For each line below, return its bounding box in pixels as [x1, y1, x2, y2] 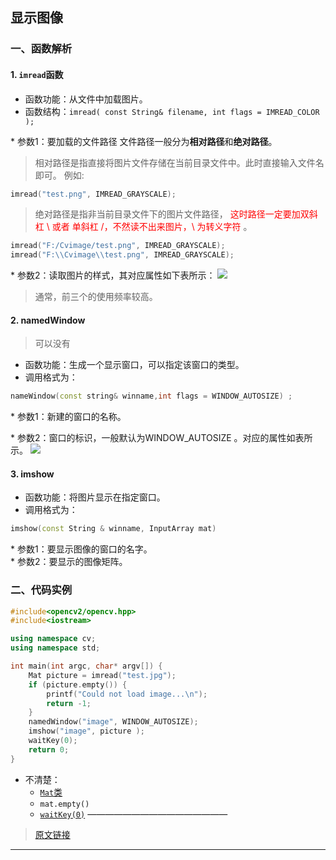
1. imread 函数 [10, 68, 64, 80]
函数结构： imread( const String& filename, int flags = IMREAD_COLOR [24, 105, 320, 117]
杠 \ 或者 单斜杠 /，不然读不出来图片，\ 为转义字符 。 [34, 221, 253, 233]
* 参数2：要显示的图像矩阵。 [10, 556, 128, 568]
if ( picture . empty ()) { [28, 679, 128, 690]
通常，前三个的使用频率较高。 [34, 291, 158, 303]
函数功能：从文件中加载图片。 [24, 93, 148, 105]
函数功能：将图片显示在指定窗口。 [24, 491, 166, 503]
